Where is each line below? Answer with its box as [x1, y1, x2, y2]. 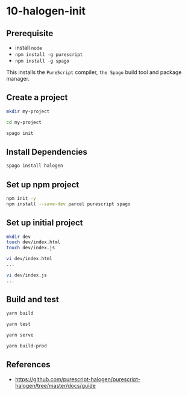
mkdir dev [6, 234, 31, 240]
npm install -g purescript [14, 52, 83, 58]
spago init [6, 130, 34, 136]
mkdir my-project [6, 108, 50, 114]
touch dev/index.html [6, 239, 61, 245]
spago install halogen [6, 163, 63, 169]
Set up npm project [6, 179, 80, 190]
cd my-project [6, 119, 42, 125]
